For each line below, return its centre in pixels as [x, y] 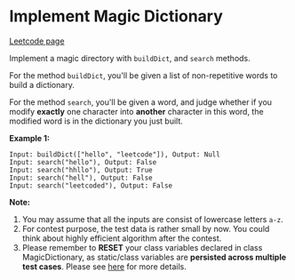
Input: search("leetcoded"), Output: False [91, 185]
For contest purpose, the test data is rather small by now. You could [146, 228]
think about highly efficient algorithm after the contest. [122, 238]
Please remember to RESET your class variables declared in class [142, 247]
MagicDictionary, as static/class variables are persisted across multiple [154, 257]
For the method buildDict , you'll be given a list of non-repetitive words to [144, 75]
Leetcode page [37, 41]
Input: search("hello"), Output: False [83, 162]
